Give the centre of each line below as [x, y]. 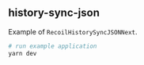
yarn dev [23, 53]
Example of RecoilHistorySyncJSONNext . [73, 31]
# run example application [53, 46]
